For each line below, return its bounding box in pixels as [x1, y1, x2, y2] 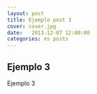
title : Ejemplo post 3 [7, 16, 72, 23]
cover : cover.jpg [7, 23, 57, 30]
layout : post [7, 10, 44, 17]
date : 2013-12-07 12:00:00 [7, 29, 90, 36]
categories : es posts [7, 36, 69, 43]
